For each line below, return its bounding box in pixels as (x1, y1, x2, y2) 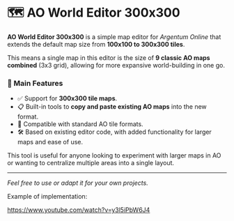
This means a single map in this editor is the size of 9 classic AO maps (7, 53, 210, 62)
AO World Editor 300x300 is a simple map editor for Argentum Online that (7, 32, 221, 41)
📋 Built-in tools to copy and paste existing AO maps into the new (17, 102, 207, 111)
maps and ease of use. (17, 138, 84, 146)
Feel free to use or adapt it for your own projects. (7, 178, 148, 188)
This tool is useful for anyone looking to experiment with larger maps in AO (7, 151, 221, 160)
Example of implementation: (7, 192, 88, 201)
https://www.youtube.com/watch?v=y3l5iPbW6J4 (7, 206, 150, 214)
